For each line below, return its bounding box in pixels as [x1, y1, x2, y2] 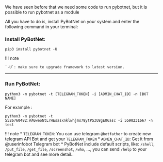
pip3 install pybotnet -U [5, 47, 57, 52]
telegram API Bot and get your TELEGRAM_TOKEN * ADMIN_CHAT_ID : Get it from [5, 136, 153, 142]
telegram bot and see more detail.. [5, 151, 74, 157]
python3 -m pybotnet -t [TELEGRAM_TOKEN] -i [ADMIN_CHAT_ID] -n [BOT [5, 92, 149, 97]
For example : [5, 104, 33, 110]
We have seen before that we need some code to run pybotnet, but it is [5, 4, 147, 10]
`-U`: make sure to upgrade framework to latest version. [5, 65, 125, 70]
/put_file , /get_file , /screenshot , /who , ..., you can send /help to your [5, 146, 147, 152]
